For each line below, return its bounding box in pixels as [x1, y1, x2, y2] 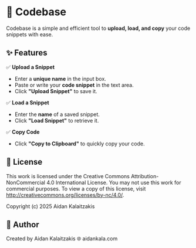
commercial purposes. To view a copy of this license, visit [6, 185, 146, 192]
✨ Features [6, 48, 48, 58]
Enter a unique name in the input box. [14, 75, 107, 82]
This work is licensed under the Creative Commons [6, 172, 130, 179]
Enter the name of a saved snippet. [14, 111, 100, 118]
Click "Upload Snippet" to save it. [14, 87, 98, 94]
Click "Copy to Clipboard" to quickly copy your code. [14, 140, 145, 147]
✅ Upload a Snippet [6, 63, 55, 70]
